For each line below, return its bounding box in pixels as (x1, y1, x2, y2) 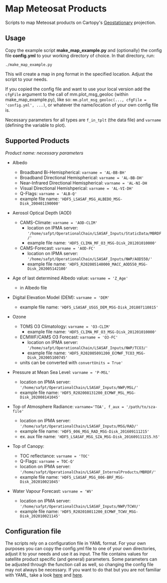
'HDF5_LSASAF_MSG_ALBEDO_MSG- (59, 197, 123, 202)
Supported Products (5, 137, 70, 145)
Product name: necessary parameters (5, 150, 84, 156)
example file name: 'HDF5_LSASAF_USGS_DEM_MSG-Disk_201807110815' (19, 304, 159, 310)
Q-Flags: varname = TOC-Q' (19, 458, 75, 464)
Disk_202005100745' (27, 355, 68, 360)
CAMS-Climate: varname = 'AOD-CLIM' (19, 219, 98, 225)
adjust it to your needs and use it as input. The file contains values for (5, 551, 149, 557)
